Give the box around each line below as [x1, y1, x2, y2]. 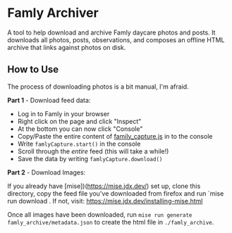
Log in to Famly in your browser [17, 109, 110, 118]
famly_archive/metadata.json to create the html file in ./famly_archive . [7, 218, 214, 226]
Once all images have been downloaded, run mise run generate [7, 210, 193, 219]
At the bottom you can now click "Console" [17, 125, 143, 133]
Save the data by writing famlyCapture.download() [17, 154, 163, 163]
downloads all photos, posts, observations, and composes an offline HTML [7, 35, 225, 44]
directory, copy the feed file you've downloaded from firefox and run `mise [7, 189, 224, 198]
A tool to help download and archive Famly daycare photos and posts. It [7, 28, 216, 37]
